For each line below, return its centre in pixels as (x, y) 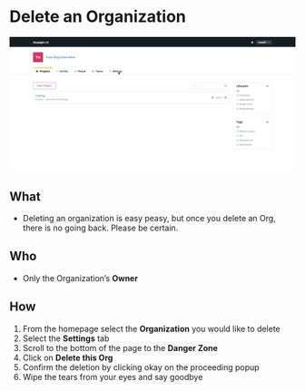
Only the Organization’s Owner (80, 278)
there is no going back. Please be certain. (100, 228)
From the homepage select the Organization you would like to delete (152, 328)
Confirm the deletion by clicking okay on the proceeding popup (141, 367)
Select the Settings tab (66, 338)
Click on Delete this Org (68, 357)
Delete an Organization (98, 17)
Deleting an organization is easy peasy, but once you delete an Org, (149, 218)
